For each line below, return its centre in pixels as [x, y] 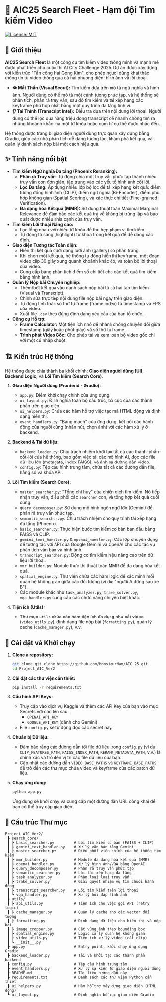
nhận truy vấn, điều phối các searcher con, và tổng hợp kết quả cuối [89, 497]
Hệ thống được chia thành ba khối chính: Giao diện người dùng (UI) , [74, 371]
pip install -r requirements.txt [47, 687]
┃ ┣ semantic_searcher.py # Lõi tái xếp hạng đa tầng [70, 873]
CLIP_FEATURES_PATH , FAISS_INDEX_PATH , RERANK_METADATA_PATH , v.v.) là [90, 752]
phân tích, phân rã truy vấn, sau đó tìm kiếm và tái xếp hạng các [78, 100]
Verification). [33, 203]
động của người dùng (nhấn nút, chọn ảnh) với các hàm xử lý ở [84, 427]
